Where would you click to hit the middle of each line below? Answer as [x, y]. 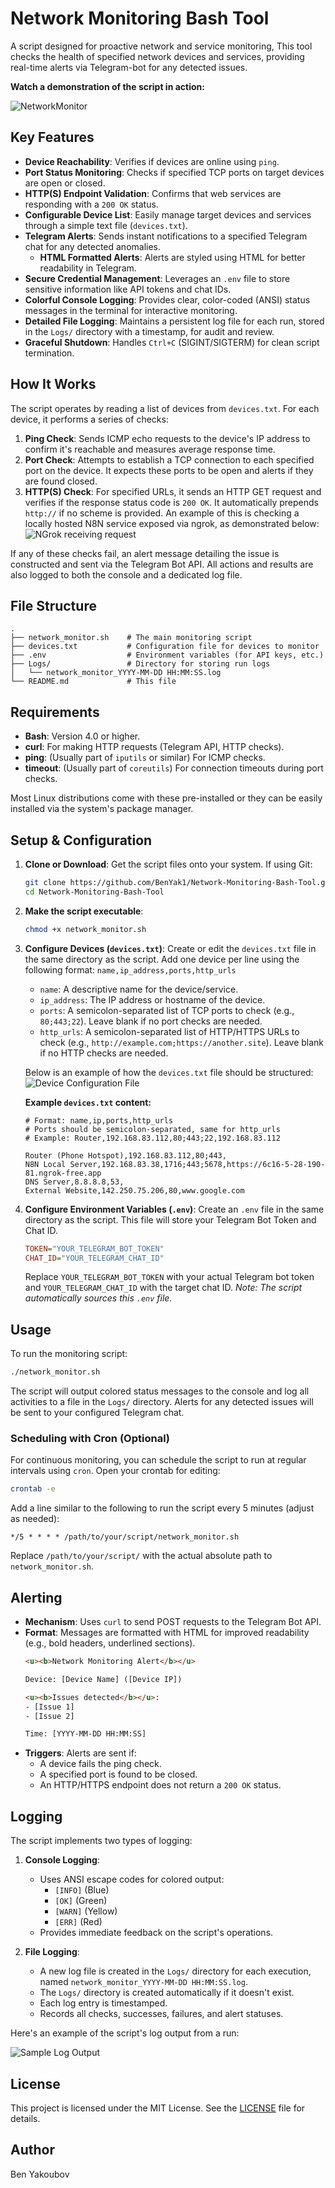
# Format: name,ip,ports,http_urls [99, 1120]
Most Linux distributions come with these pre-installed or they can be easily [166, 798]
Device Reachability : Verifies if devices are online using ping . [152, 161]
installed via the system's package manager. [102, 809]
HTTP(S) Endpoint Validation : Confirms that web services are [153, 193]
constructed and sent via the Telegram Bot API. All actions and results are [162, 564]
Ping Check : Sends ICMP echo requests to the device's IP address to [167, 438]
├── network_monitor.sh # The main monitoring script [131, 638]
